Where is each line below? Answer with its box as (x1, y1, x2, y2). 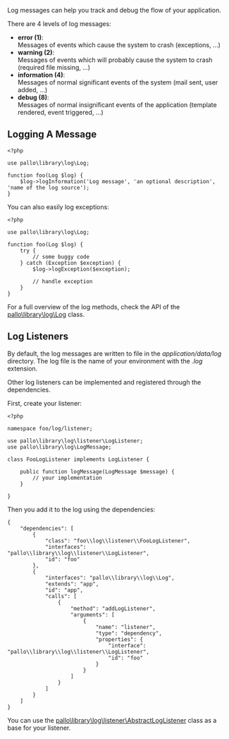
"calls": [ (44, 592, 78, 600)
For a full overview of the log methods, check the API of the (7, 302, 180, 311)
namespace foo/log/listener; (7, 425, 93, 432)
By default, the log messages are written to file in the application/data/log (7, 349, 222, 358)
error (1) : (17, 33, 44, 42)
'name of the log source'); (7, 184, 90, 191)
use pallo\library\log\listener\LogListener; (7, 437, 143, 445)
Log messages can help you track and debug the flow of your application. (7, 6, 222, 14)
